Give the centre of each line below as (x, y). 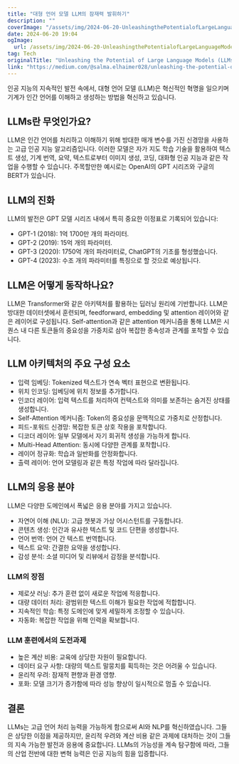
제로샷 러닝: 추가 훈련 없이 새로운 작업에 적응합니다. (89, 593)
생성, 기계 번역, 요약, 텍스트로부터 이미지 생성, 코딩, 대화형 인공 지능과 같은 (118, 158)
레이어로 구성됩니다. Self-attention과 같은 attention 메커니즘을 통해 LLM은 (118, 322)
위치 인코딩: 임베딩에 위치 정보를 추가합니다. (79, 391)
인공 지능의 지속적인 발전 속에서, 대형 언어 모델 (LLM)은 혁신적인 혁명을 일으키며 (118, 88)
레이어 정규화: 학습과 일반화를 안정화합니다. (78, 454)
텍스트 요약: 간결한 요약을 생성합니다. (69, 547)
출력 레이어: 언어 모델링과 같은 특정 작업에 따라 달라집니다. (98, 462)
